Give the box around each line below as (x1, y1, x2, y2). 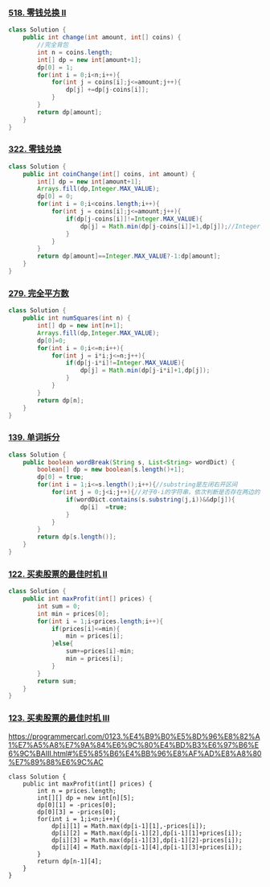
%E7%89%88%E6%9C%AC (8, 757, 104, 766)
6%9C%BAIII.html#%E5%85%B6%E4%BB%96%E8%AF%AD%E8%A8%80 (8, 749, 262, 758)
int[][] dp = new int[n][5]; (37, 794, 135, 802)
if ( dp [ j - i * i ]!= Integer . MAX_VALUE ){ (65, 359, 185, 367)
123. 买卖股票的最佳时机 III (8, 712, 110, 724)
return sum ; (37, 677, 78, 685)
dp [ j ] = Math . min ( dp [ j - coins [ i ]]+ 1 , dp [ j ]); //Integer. (80, 222, 264, 230)
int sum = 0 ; (37, 602, 81, 610)
